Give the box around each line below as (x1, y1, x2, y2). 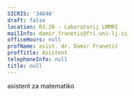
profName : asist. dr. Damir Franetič (7, 43, 118, 50)
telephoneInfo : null (7, 56, 68, 63)
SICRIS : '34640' (7, 10, 55, 18)
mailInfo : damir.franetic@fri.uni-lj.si (7, 29, 128, 37)
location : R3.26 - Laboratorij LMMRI (7, 23, 118, 30)
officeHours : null (7, 36, 61, 43)
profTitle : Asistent (7, 50, 68, 57)
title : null (7, 62, 42, 69)
